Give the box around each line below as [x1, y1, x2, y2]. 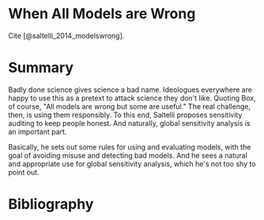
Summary [8, 59, 74, 77]
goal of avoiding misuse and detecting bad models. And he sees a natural [8, 150, 247, 160]
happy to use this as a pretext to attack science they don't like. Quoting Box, [8, 93, 256, 103]
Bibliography [8, 195, 94, 214]
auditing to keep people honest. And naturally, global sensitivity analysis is [8, 118, 251, 127]
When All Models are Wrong [8, 5, 196, 23]
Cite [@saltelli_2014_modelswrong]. [8, 31, 125, 40]
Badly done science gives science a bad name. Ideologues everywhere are [8, 85, 253, 94]
